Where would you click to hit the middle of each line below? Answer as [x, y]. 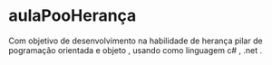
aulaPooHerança [73, 16]
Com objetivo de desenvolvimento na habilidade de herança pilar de [136, 41]
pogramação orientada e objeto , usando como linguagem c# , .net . [136, 50]
